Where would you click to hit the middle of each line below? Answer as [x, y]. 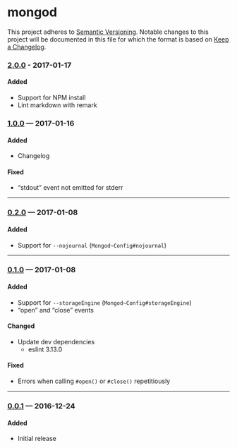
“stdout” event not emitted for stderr [70, 188]
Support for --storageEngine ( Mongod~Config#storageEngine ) [104, 302]
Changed [21, 326]
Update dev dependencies [56, 341]
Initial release [37, 439]
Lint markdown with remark [57, 105]
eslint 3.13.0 [45, 349]
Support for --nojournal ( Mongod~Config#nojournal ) [92, 245]
